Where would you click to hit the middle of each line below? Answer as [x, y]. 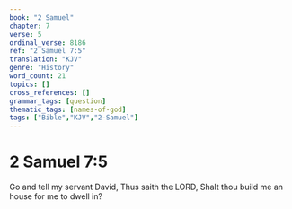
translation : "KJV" [46, 59]
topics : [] [30, 84]
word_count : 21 [38, 76]
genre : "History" [42, 68]
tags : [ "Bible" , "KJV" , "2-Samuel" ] [74, 118]
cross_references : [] [50, 92]
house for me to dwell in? [56, 196]
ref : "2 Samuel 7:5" [48, 51]
